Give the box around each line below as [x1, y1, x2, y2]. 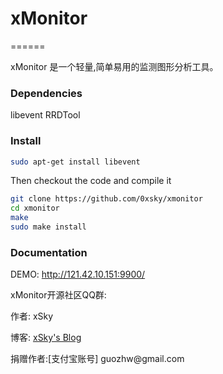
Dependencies [10, 86, 83, 100]
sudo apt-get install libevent [10, 157, 141, 167]
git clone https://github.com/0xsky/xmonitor [10, 194, 203, 204]
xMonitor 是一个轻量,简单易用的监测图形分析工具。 [10, 60, 219, 72]
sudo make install [10, 222, 87, 232]
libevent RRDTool [10, 109, 81, 121]
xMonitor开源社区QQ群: [10, 289, 107, 301]
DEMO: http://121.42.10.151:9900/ [10, 268, 146, 281]
